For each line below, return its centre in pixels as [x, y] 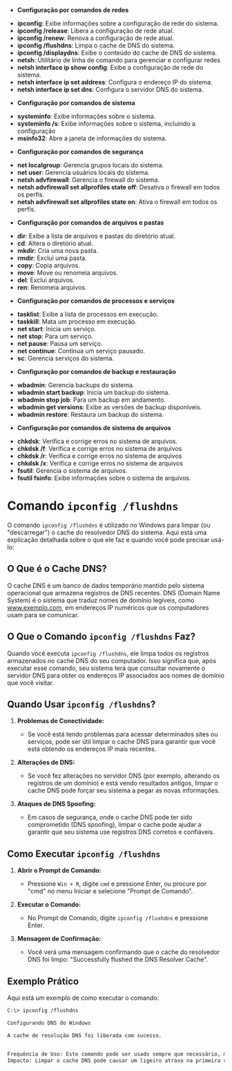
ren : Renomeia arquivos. [52, 287]
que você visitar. [31, 682]
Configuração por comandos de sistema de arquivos [94, 428]
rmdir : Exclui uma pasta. [52, 258]
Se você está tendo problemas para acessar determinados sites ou [123, 734]
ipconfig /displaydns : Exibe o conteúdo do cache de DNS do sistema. [117, 53]
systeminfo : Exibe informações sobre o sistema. [86, 116]
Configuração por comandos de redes [73, 10]
